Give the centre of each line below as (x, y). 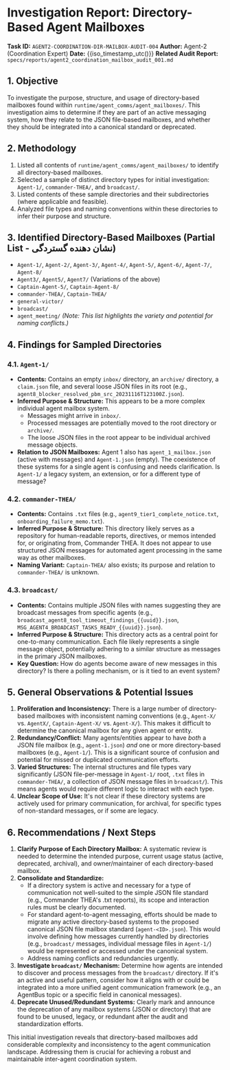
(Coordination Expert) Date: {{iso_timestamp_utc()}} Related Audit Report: (113, 54)
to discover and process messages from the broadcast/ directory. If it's (118, 973)
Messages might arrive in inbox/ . (74, 416)
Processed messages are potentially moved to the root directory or (122, 423)
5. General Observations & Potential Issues (100, 692)
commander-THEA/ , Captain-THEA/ (62, 294)
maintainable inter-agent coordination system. (72, 1059)
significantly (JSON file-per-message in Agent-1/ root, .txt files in (111, 774)
